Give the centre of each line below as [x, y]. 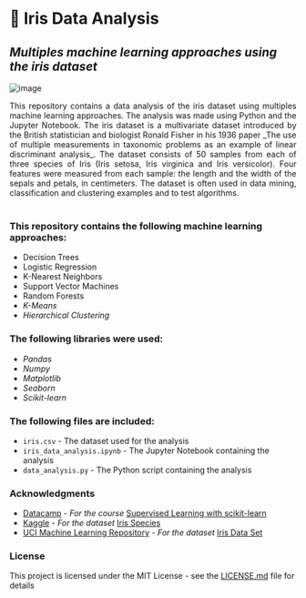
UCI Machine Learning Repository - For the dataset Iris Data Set [143, 532]
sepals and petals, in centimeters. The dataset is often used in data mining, [153, 183]
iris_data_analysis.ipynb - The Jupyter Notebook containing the [146, 451]
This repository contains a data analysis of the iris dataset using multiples [153, 106]
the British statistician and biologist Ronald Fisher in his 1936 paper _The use [153, 135]
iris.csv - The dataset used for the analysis [106, 441]
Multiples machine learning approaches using [143, 52]
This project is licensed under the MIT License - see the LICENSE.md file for [152, 576]
